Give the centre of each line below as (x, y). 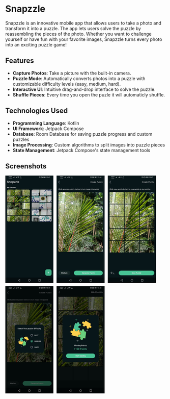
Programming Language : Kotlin (46, 123)
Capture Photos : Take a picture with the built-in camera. (72, 73)
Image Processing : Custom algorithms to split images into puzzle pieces (89, 145)
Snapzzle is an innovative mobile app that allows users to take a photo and (83, 23)
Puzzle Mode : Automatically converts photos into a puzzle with (79, 78)
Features (20, 61)
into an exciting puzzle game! (36, 44)
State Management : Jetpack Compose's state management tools (81, 150)
